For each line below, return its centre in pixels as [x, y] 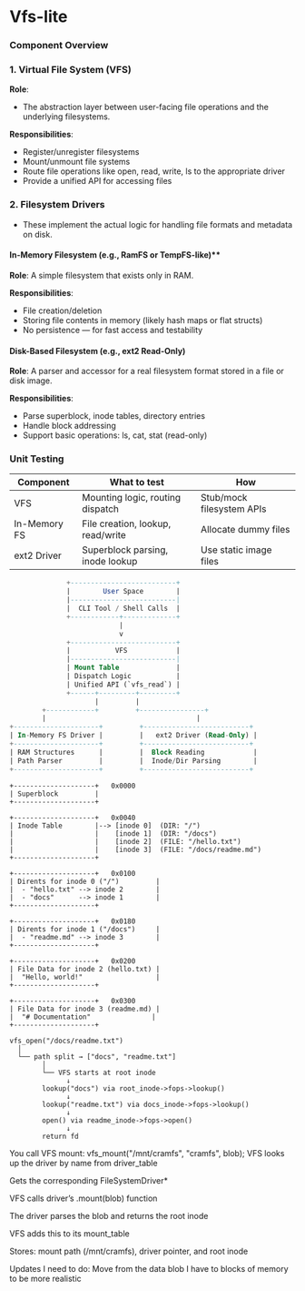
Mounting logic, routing [131, 498]
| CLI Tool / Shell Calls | [123, 609]
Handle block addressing [69, 426]
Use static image [236, 550]
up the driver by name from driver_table [84, 1163]
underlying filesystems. [66, 117]
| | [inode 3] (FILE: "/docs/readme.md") [135, 849]
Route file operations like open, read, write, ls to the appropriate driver [154, 171]
